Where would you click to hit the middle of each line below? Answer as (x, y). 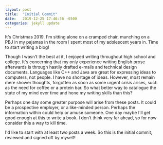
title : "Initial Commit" (31, 14)
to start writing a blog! (27, 47)
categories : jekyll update (32, 23)
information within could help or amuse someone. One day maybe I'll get (78, 113)
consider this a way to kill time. (36, 123)
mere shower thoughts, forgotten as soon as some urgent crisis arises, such (81, 83)
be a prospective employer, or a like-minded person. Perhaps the (70, 108)
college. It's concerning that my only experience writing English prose (75, 62)
